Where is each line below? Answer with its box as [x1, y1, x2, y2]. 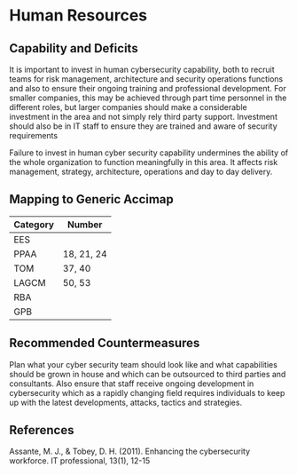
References [9, 423, 74, 438]
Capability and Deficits [9, 41, 139, 56]
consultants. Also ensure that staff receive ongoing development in [9, 378, 254, 389]
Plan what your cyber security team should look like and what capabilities [9, 359, 277, 369]
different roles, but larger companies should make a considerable [9, 102, 247, 112]
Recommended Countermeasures [9, 336, 200, 351]
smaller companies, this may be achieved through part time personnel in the [9, 92, 287, 103]
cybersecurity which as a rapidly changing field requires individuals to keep [9, 387, 285, 398]
